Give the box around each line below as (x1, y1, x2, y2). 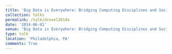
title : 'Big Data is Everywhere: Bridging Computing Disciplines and (5, 7, 157, 13)
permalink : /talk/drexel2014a (5, 17, 70, 22)
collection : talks (5, 12, 45, 17)
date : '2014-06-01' (5, 22, 47, 27)
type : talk (5, 31, 29, 37)
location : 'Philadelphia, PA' (5, 37, 70, 42)
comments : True (5, 41, 38, 46)
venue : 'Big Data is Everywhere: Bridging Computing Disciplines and (5, 27, 157, 32)
